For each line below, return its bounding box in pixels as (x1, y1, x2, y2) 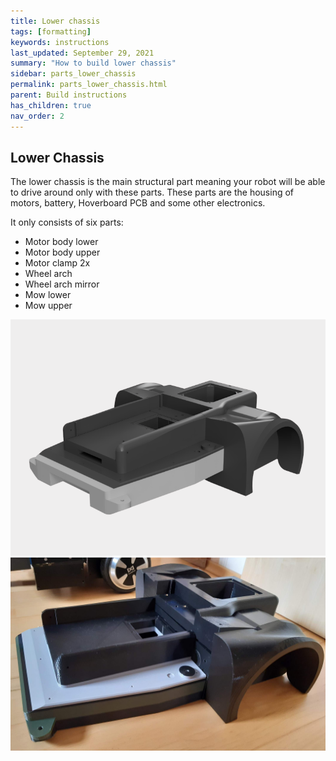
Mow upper (24, 300, 73, 312)
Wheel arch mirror (24, 278, 100, 290)
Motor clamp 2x (24, 257, 91, 269)
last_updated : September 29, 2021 (10, 48, 155, 58)
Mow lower (24, 289, 72, 301)
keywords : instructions (10, 37, 110, 47)
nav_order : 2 (10, 111, 65, 121)
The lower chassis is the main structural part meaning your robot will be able (10, 176, 326, 188)
